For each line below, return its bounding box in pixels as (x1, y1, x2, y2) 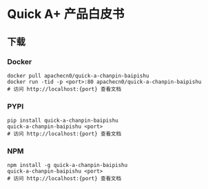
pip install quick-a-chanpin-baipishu (7, 118, 118, 124)
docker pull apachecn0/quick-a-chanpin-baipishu (7, 72, 149, 79)
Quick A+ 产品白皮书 (7, 6, 125, 22)
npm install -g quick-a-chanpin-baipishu (7, 162, 128, 169)
